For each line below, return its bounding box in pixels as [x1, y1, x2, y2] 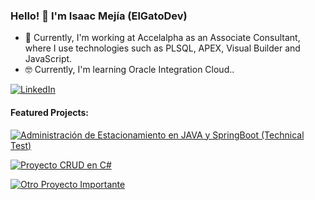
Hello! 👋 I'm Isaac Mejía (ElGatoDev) [10, 9, 188, 23]
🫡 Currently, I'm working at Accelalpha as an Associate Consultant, [24, 32, 301, 44]
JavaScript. [24, 53, 73, 65]
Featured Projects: [10, 106, 90, 118]
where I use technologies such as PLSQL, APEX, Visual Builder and [24, 42, 301, 54]
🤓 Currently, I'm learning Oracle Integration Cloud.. [24, 64, 235, 76]
